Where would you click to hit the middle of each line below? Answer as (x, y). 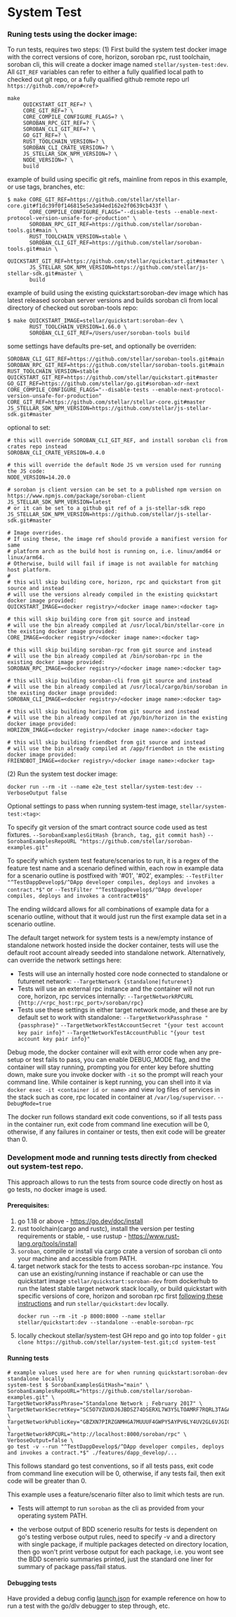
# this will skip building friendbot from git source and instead (106, 743)
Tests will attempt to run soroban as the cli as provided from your (111, 1509)
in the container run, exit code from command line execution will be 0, (108, 1125)
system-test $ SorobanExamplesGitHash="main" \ (78, 1385)
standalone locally (36, 1379)
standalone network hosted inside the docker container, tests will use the (113, 945)
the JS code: (26, 472)
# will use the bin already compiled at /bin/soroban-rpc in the (105, 656)
